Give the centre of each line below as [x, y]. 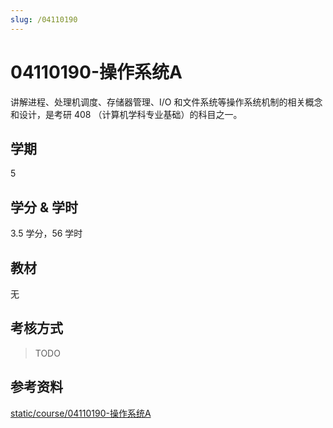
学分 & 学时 [44, 207]
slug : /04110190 [44, 19]
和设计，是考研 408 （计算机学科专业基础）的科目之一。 [126, 114]
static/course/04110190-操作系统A [81, 413]
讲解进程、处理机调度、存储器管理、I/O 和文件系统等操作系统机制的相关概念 [166, 102]
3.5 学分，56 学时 [46, 233]
